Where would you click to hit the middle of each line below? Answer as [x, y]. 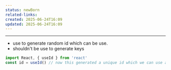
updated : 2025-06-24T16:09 [34, 24]
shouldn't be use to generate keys [48, 49]
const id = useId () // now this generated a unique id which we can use [84, 63]
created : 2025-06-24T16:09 [34, 19]
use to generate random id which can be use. [60, 43]
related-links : [21, 15]
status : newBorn [22, 10]
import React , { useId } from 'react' [46, 58]
